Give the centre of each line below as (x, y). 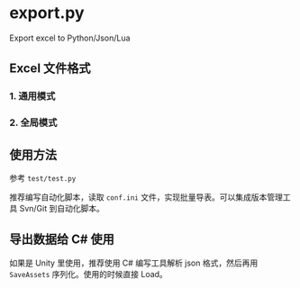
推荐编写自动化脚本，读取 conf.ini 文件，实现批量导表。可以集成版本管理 (146, 197)
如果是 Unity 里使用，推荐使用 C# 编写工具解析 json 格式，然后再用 (134, 263)
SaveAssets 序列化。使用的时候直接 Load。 (89, 274)
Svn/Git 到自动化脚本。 (62, 208)
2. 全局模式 (33, 122)
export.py (47, 13)
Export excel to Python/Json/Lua (70, 38)
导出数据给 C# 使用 (62, 240)
